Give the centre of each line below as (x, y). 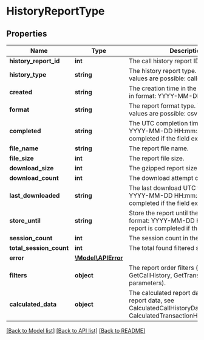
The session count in (158, 238)
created (21, 92)
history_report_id (35, 61)
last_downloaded (35, 196)
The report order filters (161, 268)
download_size (32, 168)
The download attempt (161, 178)
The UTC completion (158, 123)
